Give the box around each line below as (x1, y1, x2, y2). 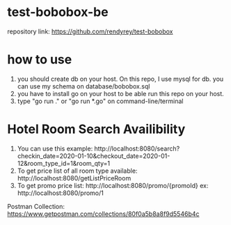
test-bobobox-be (7, 4, 109, 20)
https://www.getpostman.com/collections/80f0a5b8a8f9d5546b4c (7, 210, 200, 218)
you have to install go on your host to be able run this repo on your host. (17, 89, 224, 98)
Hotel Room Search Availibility (7, 121, 186, 137)
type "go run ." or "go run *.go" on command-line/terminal (17, 97, 184, 105)
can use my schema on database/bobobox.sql (17, 82, 150, 91)
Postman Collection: (7, 202, 65, 210)
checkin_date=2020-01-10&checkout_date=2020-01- (17, 151, 170, 160)
